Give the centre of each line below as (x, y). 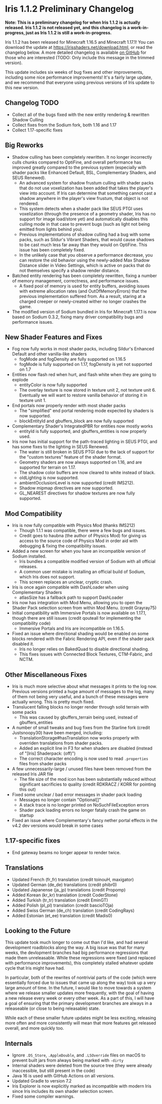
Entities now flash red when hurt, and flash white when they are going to (84, 375)
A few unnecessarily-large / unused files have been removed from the (81, 769)
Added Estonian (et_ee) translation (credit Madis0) (62, 915)
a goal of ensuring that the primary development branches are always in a (79, 1004)
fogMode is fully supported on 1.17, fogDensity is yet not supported (86, 364)
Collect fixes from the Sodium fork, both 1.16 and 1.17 (64, 125)
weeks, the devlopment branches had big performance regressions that (77, 953)
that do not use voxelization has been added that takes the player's (86, 188)
